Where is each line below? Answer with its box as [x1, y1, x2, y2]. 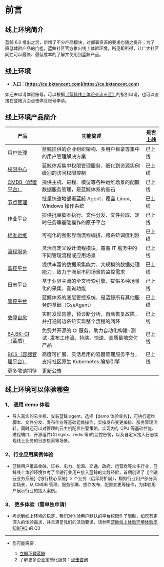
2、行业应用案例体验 [5, 451, 54, 458]
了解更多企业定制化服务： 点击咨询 [19, 556, 88, 562]
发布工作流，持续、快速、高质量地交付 [50, 334, 138, 341]
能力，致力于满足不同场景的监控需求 [41, 268, 125, 275]
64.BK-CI [7, 330, 29, 337]
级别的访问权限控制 [41, 169, 86, 176]
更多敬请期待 [7, 367, 38, 374]
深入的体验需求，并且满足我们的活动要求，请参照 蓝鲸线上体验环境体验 [12, 519, 154, 525]
